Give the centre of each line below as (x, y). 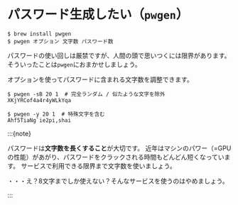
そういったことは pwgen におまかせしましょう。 (74, 64)
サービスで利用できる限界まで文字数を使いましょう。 (98, 166)
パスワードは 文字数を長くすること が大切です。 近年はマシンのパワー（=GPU (119, 148)
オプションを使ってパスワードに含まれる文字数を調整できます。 (100, 79)
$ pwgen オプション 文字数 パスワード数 (60, 41)
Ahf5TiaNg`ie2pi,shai (39, 120)
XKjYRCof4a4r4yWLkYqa (39, 100)
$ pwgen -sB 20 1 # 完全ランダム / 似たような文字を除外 (86, 94)
